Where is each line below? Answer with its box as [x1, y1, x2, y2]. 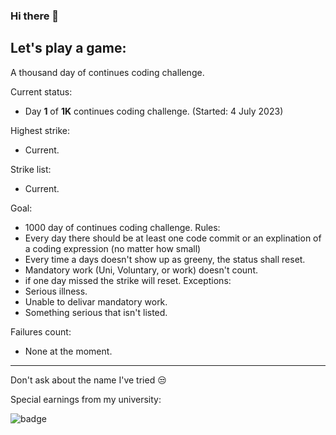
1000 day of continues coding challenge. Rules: [24, 221, 221, 233]
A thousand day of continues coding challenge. [10, 66, 205, 78]
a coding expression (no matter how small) [24, 242, 202, 254]
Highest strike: [10, 124, 71, 136]
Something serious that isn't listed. [24, 306, 168, 318]
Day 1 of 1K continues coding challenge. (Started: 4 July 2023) [24, 105, 284, 117]
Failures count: [10, 325, 72, 338]
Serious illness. [24, 285, 88, 297]
